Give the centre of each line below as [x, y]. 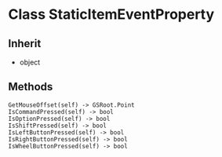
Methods [31, 87]
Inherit [25, 44]
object [30, 62]
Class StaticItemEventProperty [111, 15]
